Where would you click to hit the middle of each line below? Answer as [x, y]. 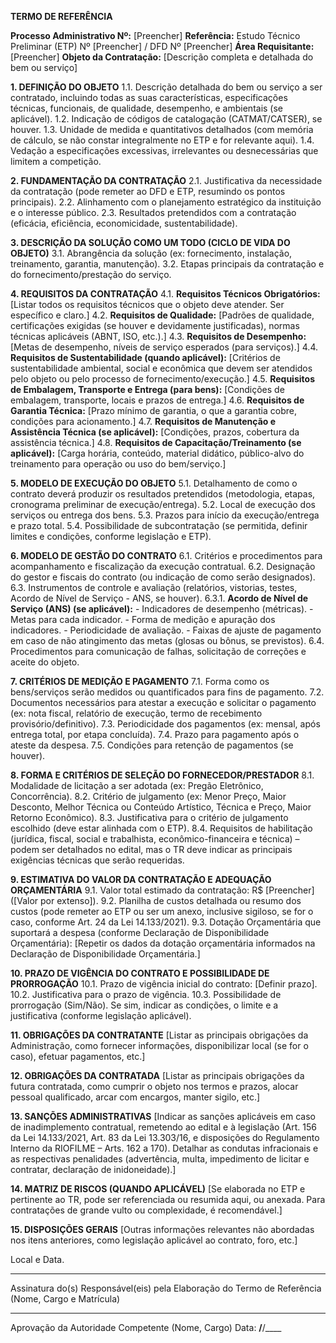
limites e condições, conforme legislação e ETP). [111, 536]
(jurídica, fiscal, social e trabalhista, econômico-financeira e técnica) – [155, 839]
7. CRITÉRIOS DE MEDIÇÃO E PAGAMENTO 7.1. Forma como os [140, 681]
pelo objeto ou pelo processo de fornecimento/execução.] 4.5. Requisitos [162, 379]
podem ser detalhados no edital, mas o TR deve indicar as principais [151, 849]
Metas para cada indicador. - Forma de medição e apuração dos [143, 619]
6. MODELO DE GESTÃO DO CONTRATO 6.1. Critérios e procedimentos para [166, 555]
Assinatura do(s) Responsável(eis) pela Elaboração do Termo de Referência [166, 1288]
